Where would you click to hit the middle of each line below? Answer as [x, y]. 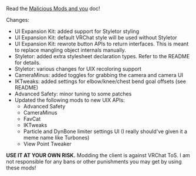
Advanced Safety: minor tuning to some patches [73, 94]
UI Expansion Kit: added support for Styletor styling [77, 31]
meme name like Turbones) [56, 137]
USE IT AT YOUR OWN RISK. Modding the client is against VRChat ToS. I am [98, 155]
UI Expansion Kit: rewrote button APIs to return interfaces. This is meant [102, 44]
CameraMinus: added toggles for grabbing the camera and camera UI [99, 75]
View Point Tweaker [47, 144]
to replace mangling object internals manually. [70, 50]
